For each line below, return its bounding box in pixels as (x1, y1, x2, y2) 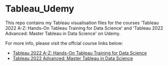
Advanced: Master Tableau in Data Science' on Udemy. (5, 30, 121, 36)
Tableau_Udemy (5, 3, 75, 15)
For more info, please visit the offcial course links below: (5, 40, 123, 46)
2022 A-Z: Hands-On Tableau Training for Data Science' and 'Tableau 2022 (5, 25, 163, 31)
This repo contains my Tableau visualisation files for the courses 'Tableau (5, 20, 159, 26)
